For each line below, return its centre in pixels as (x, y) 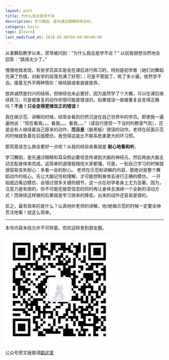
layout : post (19, 11)
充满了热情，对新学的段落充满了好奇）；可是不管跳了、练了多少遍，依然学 (81, 76)
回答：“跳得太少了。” (26, 59)
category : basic (22, 27)
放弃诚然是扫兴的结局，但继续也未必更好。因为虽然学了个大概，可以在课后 (82, 93)
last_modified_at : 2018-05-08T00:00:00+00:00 (54, 37)
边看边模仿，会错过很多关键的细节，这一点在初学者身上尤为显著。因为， (89, 183)
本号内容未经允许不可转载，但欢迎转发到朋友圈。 (56, 228)
